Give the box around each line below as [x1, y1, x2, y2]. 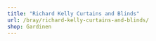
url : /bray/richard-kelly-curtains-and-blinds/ [7, 17, 150, 24]
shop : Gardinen [7, 23, 52, 30]
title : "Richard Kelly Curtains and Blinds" [7, 10, 140, 17]
